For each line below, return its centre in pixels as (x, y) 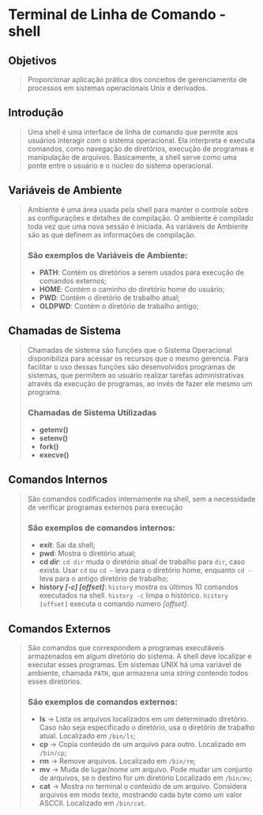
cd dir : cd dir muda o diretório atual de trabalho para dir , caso (142, 562)
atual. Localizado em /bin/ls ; (87, 736)
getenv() (54, 430)
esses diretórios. (54, 681)
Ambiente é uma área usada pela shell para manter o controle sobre (138, 209)
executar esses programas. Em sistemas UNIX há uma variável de (135, 664)
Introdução (36, 113)
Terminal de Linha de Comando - (117, 15)
